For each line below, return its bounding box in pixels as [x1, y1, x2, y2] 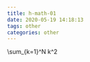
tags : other [7, 22, 41, 29]
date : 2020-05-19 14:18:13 [7, 16, 84, 23]
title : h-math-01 [7, 10, 57, 17]
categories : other [7, 29, 59, 36]
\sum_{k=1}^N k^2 [7, 48, 58, 56]
